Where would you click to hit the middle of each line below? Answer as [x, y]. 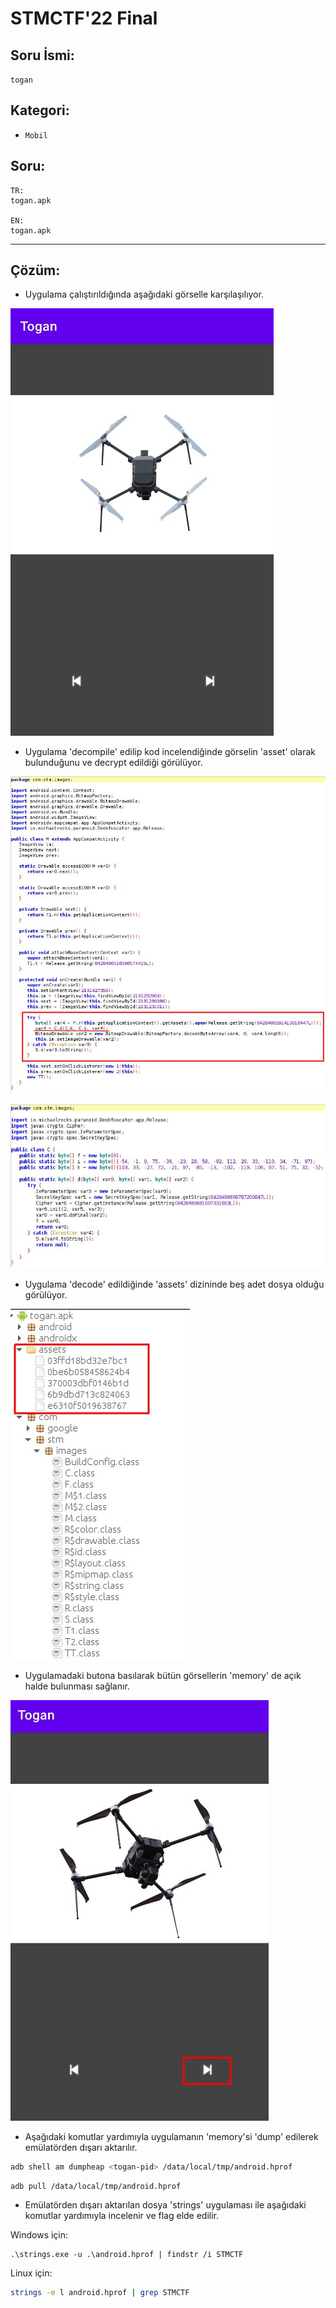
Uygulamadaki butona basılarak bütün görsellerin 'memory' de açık [163, 1675]
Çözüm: [35, 270]
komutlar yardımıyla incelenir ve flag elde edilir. [122, 2216]
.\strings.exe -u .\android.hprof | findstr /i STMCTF [127, 2255]
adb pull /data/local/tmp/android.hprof [96, 2186]
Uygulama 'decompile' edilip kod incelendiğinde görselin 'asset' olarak [170, 752]
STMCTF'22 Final [84, 18]
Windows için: [39, 2235]
